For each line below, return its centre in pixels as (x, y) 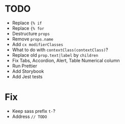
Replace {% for (28, 28)
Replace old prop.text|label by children (55, 55)
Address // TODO (29, 116)
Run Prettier (25, 66)
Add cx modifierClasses (38, 44)
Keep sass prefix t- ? (34, 111)
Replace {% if (27, 23)
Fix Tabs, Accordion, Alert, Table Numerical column (66, 60)
